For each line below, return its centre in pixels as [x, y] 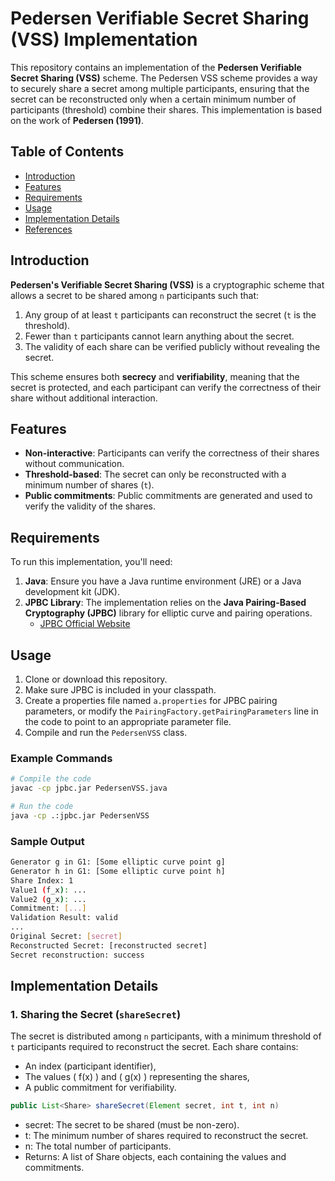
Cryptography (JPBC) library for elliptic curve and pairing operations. [168, 613]
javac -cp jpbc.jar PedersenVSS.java [89, 788]
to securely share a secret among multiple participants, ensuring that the [160, 88]
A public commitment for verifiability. [100, 1088]
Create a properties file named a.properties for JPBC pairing [151, 700]
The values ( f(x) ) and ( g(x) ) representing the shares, [137, 1077]
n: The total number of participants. [98, 1146]
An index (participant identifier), [90, 1066]
